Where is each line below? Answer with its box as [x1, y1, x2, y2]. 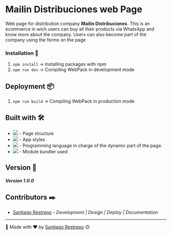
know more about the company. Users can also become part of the [5, 31, 147, 37]
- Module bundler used [19, 148, 68, 154]
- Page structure [19, 130, 54, 136]
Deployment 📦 [5, 82, 55, 90]
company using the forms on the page [5, 37, 86, 43]
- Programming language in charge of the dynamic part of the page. [19, 142, 163, 149]
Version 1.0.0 [5, 177, 34, 183]
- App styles [19, 136, 45, 143]
